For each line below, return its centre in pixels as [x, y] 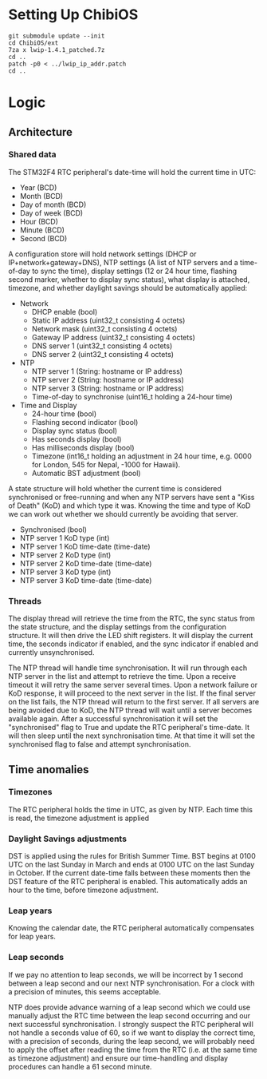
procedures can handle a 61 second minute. [80, 1066]
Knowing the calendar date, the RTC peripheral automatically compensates [132, 928]
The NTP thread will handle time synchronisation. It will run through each [128, 668]
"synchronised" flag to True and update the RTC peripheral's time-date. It [129, 728]
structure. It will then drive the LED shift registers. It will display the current [131, 636]
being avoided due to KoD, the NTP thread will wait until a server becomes [130, 710]
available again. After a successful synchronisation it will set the [113, 719]
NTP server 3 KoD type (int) [65, 572]
